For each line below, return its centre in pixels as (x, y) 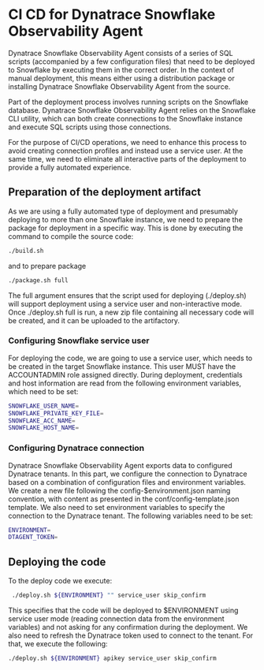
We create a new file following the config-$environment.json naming (119, 490)
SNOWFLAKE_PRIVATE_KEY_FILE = (56, 413)
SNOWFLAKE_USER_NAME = (44, 406)
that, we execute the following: (58, 644)
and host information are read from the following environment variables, (125, 383)
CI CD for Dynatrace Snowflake (112, 15)
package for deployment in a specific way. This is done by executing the (126, 228)
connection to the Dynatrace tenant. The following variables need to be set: (131, 516)
